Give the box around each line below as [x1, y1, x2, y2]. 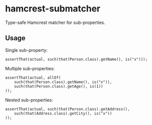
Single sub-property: [5, 47, 48, 53]
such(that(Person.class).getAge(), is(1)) [14, 84, 103, 89]
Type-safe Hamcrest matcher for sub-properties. [5, 19, 106, 25]
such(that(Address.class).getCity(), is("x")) [14, 111, 112, 116]
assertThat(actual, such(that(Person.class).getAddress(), [5, 107, 130, 112]
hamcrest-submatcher [5, 3, 101, 14]
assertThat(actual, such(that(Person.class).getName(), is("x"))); [5, 57, 148, 62]
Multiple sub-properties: [5, 65, 55, 71]
